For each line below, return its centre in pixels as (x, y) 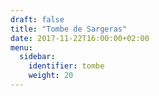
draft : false (37, 19)
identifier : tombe (66, 66)
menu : (21, 47)
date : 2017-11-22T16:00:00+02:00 (80, 38)
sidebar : (37, 57)
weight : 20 (51, 76)
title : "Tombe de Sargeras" (69, 29)
